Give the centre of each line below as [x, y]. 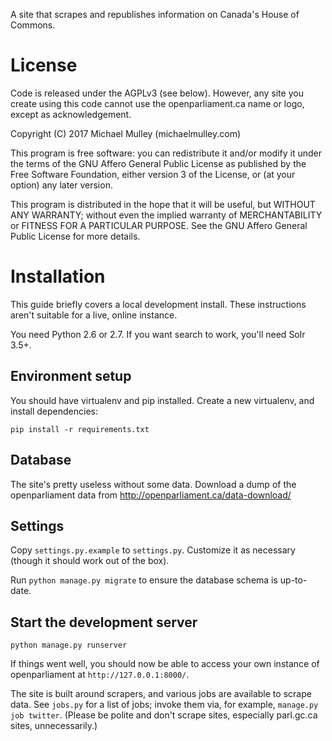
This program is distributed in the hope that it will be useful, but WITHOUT [163, 204]
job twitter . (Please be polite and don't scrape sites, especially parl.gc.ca [164, 715]
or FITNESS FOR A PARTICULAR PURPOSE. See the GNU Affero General [159, 225]
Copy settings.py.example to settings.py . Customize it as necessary [153, 550]
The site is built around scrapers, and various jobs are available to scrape [161, 694]
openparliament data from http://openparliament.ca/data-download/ [151, 495]
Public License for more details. [75, 236]
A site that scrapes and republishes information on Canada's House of [155, 14]
